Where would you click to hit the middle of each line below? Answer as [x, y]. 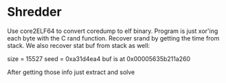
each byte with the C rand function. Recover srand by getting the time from [113, 38]
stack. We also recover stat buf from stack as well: [79, 45]
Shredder [34, 12]
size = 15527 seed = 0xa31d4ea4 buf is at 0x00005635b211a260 [99, 58]
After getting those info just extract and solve [71, 72]
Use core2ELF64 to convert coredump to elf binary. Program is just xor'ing [113, 31]
